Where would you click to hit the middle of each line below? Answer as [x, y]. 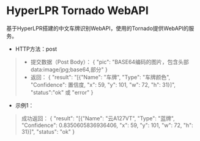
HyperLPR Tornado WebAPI [77, 11]
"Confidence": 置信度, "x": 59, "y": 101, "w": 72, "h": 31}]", [103, 85]
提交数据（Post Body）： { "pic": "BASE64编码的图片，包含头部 [109, 62]
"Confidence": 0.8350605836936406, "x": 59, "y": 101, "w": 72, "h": [107, 125]
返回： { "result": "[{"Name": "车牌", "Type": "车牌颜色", [100, 77]
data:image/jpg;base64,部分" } [69, 69]
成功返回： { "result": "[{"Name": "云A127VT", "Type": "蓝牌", [98, 118]
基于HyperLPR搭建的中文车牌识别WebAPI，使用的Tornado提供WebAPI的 [98, 28]
